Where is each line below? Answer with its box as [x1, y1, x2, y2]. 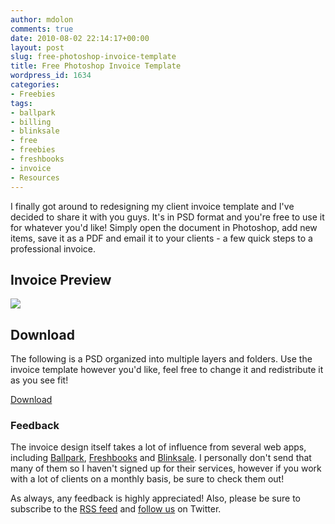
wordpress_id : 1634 [10, 71, 92, 81]
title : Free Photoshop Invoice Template [10, 61, 182, 71]
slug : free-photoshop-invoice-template [10, 52, 177, 62]
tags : [10, 98, 33, 108]
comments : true [10, 24, 74, 34]
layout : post [10, 42, 65, 53]
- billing [10, 117, 52, 127]
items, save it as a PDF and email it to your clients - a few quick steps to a [10, 232, 313, 244]
